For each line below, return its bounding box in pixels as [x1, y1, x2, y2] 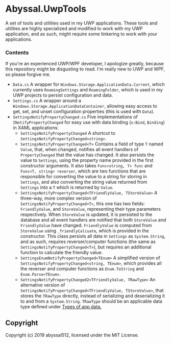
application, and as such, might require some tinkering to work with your [5, 31, 157, 37]
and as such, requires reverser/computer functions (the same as [20, 238, 156, 245]
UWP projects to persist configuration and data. [12, 92, 113, 99]
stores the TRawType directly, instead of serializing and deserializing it [20, 293, 165, 299]
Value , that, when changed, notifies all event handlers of [20, 146, 139, 153]
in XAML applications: [12, 125, 59, 131]
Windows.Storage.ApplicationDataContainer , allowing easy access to [12, 103, 157, 109]
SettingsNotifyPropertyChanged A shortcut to [20, 130, 116, 136]
